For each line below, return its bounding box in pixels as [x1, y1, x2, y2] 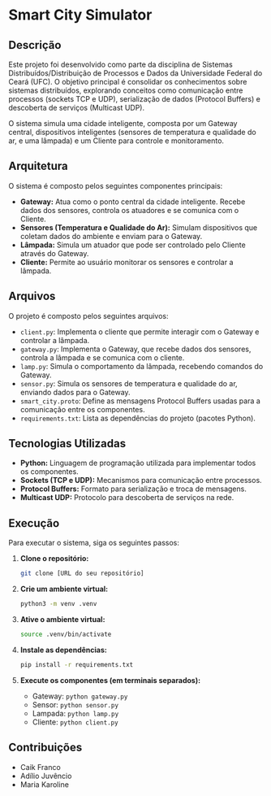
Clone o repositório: [19, 554, 89, 563]
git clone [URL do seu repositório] [19, 569, 144, 578]
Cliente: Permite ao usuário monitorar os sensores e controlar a [19, 257, 234, 267]
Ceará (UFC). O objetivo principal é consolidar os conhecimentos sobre [8, 77, 247, 86]
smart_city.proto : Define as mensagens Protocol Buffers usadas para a [19, 396, 261, 406]
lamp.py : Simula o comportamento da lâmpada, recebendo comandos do [19, 361, 264, 371]
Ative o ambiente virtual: [19, 615, 105, 624]
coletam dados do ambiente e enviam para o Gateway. [19, 231, 203, 241]
